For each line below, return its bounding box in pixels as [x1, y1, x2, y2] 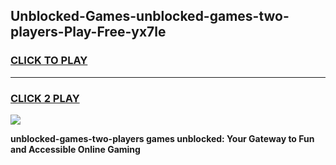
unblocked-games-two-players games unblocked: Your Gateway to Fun [10, 132, 315, 144]
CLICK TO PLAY [10, 54, 88, 68]
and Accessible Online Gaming [10, 143, 141, 155]
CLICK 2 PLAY [10, 91, 80, 105]
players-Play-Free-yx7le [10, 24, 167, 41]
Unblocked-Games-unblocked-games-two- [10, 8, 290, 25]
